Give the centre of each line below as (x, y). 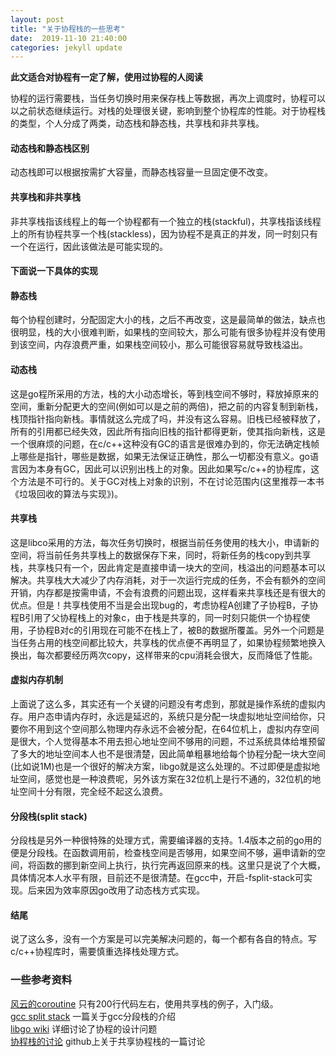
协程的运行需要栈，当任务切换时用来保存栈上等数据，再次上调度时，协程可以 (168, 98)
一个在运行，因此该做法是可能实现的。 (89, 246)
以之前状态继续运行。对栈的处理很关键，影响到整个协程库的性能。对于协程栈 (168, 111)
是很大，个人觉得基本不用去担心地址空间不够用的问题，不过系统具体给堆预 (163, 742)
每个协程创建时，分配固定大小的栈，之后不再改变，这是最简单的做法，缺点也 (168, 320)
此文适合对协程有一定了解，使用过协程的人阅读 (106, 77)
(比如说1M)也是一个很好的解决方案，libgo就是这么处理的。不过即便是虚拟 (161, 767)
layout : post (37, 19)
